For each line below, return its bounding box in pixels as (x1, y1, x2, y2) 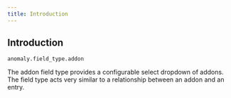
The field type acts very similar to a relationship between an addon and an (7, 75, 225, 84)
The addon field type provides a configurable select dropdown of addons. (7, 68, 224, 77)
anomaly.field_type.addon (7, 55, 84, 62)
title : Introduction (7, 10, 69, 18)
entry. (7, 83, 25, 92)
